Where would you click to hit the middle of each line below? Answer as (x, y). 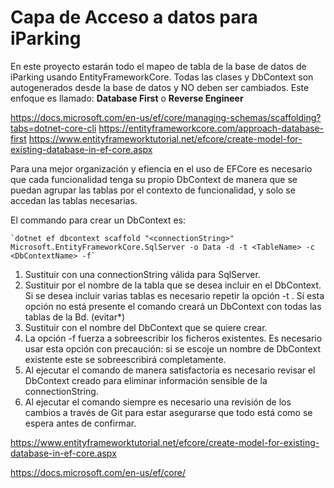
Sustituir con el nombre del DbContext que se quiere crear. (146, 327)
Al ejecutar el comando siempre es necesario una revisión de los (158, 402)
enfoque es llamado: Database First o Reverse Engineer (127, 98)
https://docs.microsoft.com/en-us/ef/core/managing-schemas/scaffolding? (166, 117)
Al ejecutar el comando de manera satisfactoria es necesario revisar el (170, 370)
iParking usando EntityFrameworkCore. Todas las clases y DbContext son (162, 77)
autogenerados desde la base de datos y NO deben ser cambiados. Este (160, 87)
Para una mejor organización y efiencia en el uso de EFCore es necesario (161, 168)
